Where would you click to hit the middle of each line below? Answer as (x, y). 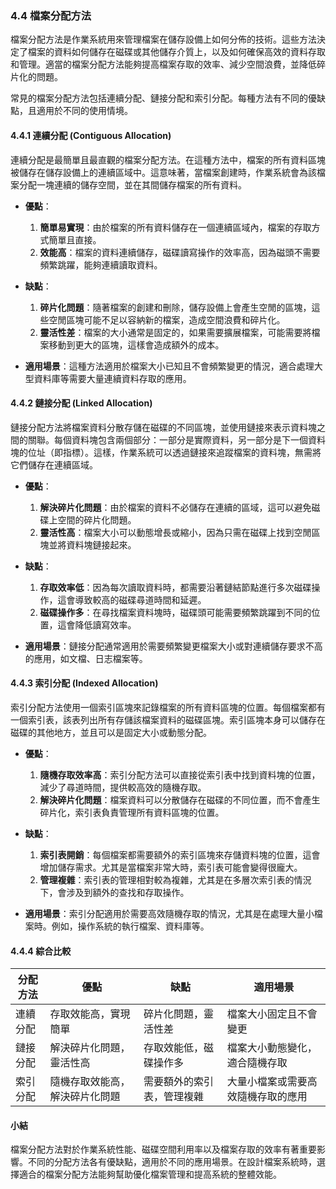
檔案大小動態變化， (272, 1048)
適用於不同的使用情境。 (84, 111)
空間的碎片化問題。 (97, 519)
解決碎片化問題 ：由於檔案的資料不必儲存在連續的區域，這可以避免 (175, 507)
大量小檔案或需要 (267, 1082)
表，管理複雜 (173, 1097)
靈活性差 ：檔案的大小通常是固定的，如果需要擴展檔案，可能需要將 (175, 332)
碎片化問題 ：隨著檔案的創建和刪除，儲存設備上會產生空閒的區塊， (175, 307)
